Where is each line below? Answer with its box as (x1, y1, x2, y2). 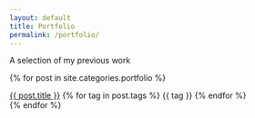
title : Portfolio (9, 22, 76, 31)
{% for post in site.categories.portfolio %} (9, 73, 167, 84)
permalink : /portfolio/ (9, 30, 100, 39)
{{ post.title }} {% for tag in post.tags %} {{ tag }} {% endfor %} (9, 90, 248, 101)
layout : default (9, 13, 71, 23)
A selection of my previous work (9, 55, 131, 66)
